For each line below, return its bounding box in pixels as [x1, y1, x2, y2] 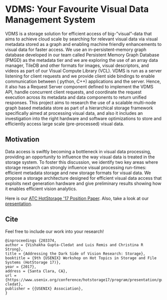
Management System [5, 14, 96, 25]
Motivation [5, 135, 40, 144]
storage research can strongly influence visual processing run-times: [5, 164, 147, 170]
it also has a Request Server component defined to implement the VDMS [5, 83, 154, 89]
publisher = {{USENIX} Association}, [5, 286, 83, 291]
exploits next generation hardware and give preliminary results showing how [5, 180, 162, 186]
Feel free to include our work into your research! [5, 228, 104, 234]
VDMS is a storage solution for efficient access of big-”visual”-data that [5, 30, 152, 36]
